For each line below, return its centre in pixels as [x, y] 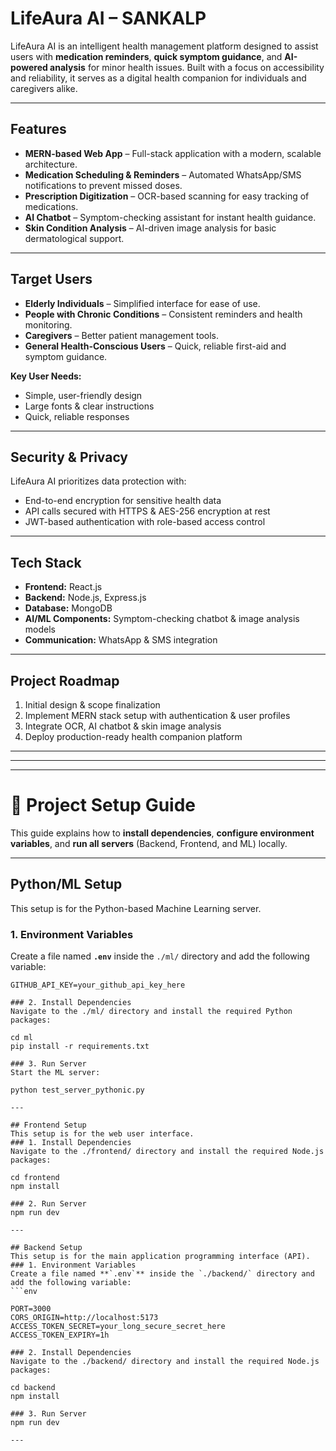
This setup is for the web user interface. [102, 1134]
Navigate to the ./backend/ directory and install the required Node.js [165, 1362]
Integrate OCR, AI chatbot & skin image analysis [123, 726]
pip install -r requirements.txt [80, 1047]
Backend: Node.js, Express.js [85, 598]
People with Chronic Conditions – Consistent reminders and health [163, 314]
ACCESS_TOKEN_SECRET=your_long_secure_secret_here [118, 1327]
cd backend [33, 1388]
